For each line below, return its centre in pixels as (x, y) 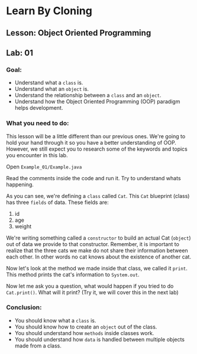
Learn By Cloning (49, 11)
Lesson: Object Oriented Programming (79, 33)
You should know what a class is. (55, 320)
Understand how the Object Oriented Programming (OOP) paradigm (97, 101)
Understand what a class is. (49, 83)
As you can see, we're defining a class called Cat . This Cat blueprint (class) (98, 196)
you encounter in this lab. (37, 155)
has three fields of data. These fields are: (58, 202)
